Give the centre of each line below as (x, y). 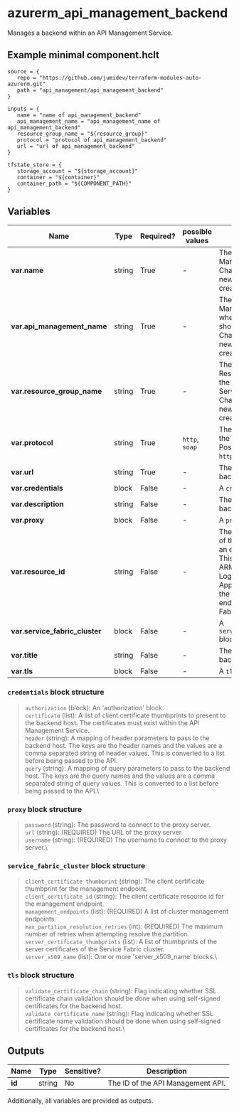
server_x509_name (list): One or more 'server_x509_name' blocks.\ (121, 957)
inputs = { (23, 109)
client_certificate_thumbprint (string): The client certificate (115, 881)
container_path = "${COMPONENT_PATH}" (74, 183)
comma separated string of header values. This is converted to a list (125, 753)
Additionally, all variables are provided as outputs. (80, 1101)
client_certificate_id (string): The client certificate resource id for (124, 897)
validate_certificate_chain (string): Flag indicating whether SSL (121, 990)
